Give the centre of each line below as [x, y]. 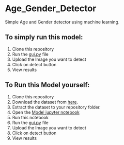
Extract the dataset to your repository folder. [56, 107]
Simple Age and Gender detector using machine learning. [62, 22]
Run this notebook [30, 117]
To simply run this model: [44, 37]
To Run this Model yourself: [47, 85]
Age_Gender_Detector [51, 9]
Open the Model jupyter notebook [46, 112]
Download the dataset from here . [45, 102]
